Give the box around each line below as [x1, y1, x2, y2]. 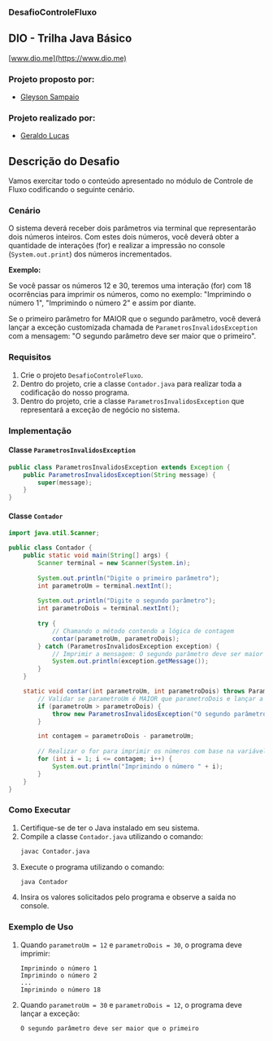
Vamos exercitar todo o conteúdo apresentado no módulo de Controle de [8, 176, 253, 186]
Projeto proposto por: [8, 73, 95, 85]
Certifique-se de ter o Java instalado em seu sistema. [19, 823, 201, 833]
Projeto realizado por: [8, 112, 96, 124]
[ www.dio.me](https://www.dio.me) [8, 53, 128, 63]
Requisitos [8, 352, 51, 363]
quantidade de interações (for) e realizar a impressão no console [8, 241, 226, 251]
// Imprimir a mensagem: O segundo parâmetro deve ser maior [51, 650, 264, 658]
